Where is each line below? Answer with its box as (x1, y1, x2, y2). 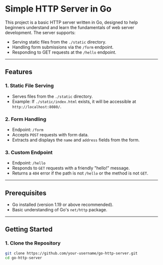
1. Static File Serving (5, 82, 54, 89)
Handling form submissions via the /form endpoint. (12, 44, 114, 50)
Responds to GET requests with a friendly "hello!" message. (12, 165, 130, 171)
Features (5, 68, 33, 76)
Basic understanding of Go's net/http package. (12, 207, 108, 213)
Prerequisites (5, 189, 47, 197)
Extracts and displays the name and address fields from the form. (12, 137, 140, 143)
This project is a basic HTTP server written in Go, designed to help (5, 19, 138, 25)
